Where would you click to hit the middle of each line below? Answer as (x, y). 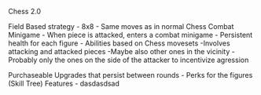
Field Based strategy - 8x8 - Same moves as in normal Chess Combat (121, 26)
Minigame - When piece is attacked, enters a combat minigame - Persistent (130, 35)
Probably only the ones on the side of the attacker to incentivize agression (129, 60)
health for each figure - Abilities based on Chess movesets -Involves (119, 43)
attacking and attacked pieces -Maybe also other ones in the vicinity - (122, 51)
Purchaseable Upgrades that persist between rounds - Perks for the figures (130, 75)
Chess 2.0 (25, 11)
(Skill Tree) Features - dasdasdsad (64, 83)
